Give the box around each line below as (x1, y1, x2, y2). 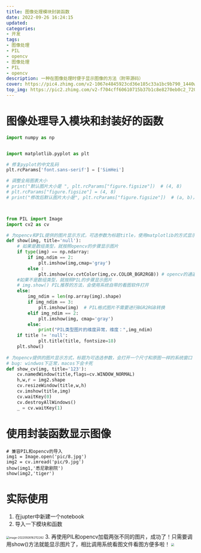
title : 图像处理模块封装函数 (6, 8, 70, 15)
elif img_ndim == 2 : (28, 310, 79, 316)
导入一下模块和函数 (14, 521, 63, 528)
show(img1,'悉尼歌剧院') (6, 465, 64, 471)
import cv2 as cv (6, 221, 50, 228)
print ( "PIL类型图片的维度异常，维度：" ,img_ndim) (38, 327, 153, 333)
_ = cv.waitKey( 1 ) (17, 405, 63, 411)
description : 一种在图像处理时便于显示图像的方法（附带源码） (6, 75, 144, 81)
